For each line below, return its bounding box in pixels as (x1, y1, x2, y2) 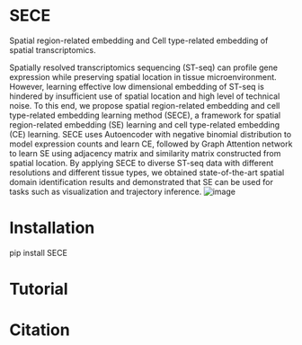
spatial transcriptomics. (9, 44, 96, 55)
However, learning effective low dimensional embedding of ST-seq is (9, 81, 265, 92)
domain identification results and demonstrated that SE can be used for (9, 176, 274, 187)
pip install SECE (9, 247, 67, 258)
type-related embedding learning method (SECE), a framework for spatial (9, 110, 281, 120)
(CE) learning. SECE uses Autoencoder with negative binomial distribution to (9, 128, 292, 139)
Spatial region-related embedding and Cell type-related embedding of (9, 35, 269, 46)
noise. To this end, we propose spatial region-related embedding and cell (9, 100, 280, 111)
